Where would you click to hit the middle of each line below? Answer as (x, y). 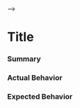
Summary (24, 59)
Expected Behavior (40, 96)
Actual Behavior (35, 78)
